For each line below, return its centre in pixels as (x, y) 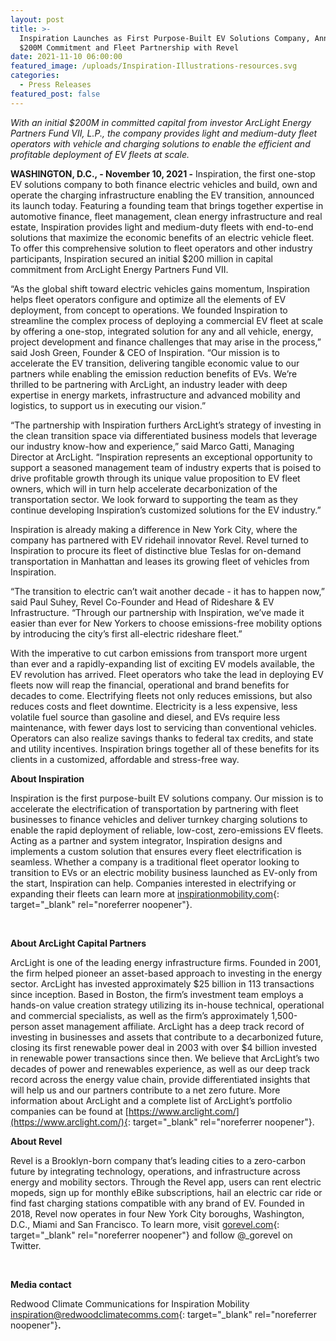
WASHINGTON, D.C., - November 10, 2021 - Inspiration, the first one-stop (163, 173)
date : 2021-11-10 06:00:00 (66, 57)
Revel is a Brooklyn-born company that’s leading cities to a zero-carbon (158, 1160)
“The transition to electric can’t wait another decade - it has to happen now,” (167, 591)
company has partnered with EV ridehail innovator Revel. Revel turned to (159, 540)
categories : (35, 76)
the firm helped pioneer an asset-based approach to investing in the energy (166, 973)
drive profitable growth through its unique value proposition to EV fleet (155, 478)
